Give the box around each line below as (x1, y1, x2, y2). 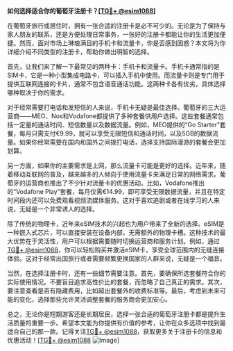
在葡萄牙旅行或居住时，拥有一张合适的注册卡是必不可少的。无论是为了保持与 (7, 22, 226, 30)
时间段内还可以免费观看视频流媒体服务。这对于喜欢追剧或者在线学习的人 (7, 196, 214, 204)
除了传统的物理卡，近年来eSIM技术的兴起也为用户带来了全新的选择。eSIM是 (7, 220, 225, 228)
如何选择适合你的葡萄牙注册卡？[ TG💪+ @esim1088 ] (7, 7, 156, 15)
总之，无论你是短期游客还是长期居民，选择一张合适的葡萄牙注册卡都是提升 (7, 310, 220, 318)
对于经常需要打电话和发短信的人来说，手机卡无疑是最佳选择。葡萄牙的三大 (7, 104, 220, 111)
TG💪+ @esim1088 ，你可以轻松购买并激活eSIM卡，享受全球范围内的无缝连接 (7, 246, 225, 254)
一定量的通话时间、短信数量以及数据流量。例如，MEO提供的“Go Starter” (12, 121, 220, 129)
